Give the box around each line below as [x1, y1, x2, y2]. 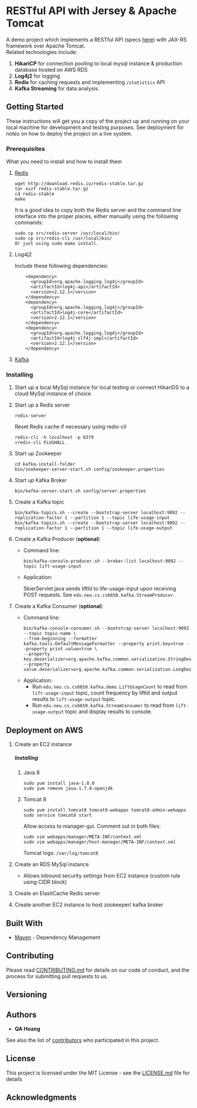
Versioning [6, 990, 47, 1000]
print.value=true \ [49, 646, 98, 652]
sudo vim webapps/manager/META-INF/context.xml [23, 834, 142, 840]
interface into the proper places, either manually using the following [14, 213, 178, 220]
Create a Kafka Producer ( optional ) [14, 536, 100, 543]
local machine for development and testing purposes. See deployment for [6, 123, 184, 130]
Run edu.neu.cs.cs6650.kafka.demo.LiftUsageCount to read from [32, 683, 188, 690]
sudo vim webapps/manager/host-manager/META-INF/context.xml [23, 839, 176, 845]
